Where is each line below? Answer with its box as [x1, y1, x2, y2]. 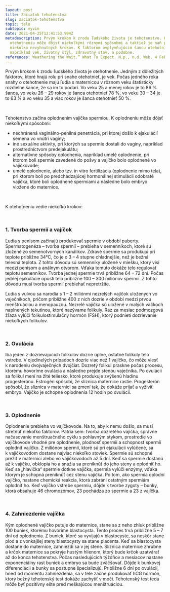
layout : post [5, 7, 33, 13]
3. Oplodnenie [5, 412, 41, 419]
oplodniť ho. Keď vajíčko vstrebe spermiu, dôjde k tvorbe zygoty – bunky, [5, 483, 158, 489]
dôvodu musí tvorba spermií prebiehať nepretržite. [5, 281, 110, 287]
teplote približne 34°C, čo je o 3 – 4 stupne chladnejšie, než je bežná [5, 254, 149, 260]
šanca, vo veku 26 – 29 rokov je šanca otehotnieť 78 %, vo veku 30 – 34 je [5, 90, 161, 96]
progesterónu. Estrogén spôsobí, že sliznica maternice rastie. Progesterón [5, 378, 160, 384]
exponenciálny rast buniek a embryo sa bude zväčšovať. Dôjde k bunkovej [5, 560, 160, 566]
